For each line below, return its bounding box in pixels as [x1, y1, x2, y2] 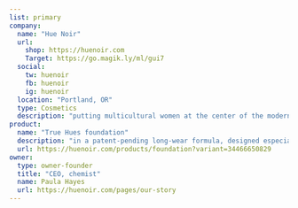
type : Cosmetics [17, 104, 77, 112]
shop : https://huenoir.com [25, 46, 125, 55]
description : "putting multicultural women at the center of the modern [17, 112, 292, 120]
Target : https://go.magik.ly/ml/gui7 [25, 54, 165, 63]
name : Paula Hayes [17, 178, 86, 187]
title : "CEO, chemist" [17, 169, 101, 178]
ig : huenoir [25, 87, 69, 96]
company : [9, 21, 42, 30]
